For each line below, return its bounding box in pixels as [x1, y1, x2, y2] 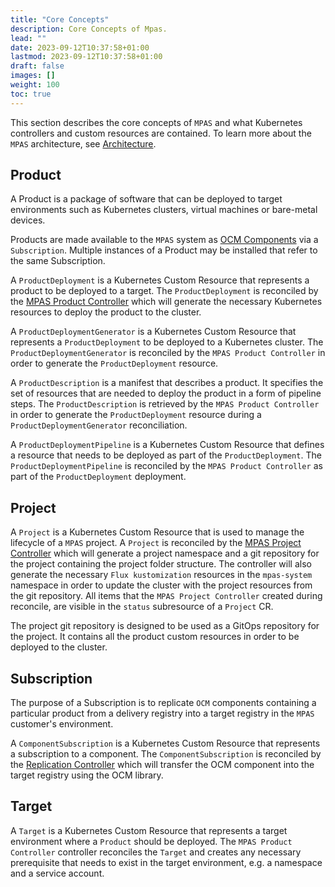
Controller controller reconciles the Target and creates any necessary [10, 846, 302, 858]
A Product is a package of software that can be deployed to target [10, 193, 283, 205]
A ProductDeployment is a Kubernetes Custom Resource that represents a [10, 274, 310, 286]
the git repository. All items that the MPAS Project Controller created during [10, 590, 323, 602]
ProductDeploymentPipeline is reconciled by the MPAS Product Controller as [10, 460, 323, 472]
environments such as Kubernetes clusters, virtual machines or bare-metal [10, 204, 318, 216]
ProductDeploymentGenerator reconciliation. [10, 419, 188, 431]
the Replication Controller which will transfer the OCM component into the [10, 759, 315, 771]
